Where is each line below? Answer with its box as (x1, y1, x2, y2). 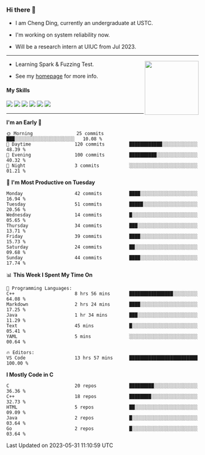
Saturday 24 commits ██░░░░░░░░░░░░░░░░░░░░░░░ (6, 244, 198, 250)
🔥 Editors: (6, 349, 35, 355)
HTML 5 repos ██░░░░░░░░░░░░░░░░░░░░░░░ (6, 404, 198, 410)
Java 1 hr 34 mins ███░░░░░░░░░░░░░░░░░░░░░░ (6, 312, 198, 318)
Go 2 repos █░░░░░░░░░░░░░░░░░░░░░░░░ (6, 425, 198, 432)
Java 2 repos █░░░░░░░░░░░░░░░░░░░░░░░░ (6, 415, 198, 421)
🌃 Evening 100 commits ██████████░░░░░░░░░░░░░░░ (6, 152, 198, 158)
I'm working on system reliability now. (15, 31, 110, 39)
